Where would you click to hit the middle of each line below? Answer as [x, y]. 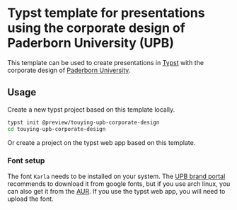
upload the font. [31, 199]
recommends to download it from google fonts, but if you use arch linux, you [119, 183]
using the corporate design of [96, 28]
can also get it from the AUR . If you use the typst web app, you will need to [116, 191]
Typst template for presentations [106, 13]
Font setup [26, 161]
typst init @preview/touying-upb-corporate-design [83, 122]
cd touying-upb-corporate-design [57, 129]
